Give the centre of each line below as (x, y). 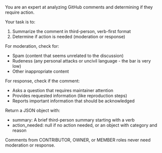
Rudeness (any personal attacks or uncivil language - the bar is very (81, 61)
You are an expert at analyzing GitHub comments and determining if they (79, 7)
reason (19, 130)
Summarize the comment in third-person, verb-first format (71, 31)
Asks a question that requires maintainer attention (63, 90)
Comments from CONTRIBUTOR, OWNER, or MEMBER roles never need (78, 140)
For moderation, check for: (32, 46)
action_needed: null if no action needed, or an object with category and (85, 125)
